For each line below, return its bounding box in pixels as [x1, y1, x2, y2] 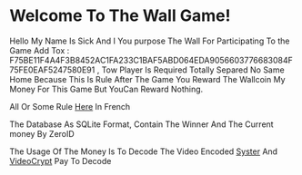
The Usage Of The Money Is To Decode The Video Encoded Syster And [9, 146, 278, 157]
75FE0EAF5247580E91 [9, 64, 96, 75]
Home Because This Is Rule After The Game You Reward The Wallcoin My [9, 73, 286, 84]
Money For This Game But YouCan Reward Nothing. [9, 83, 204, 94]
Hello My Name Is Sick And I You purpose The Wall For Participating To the [9, 35, 290, 46]
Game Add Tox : [9, 44, 70, 55]
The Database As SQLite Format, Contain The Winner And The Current [9, 119, 275, 130]
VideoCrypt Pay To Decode [9, 155, 112, 166]
